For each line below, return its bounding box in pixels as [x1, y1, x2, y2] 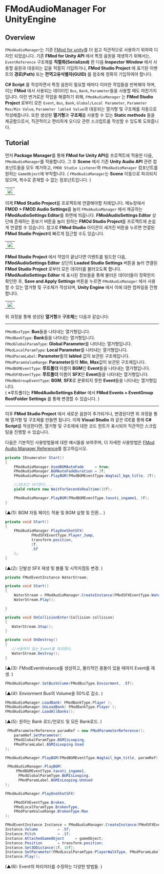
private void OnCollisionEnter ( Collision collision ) [5, 615, 115, 620]
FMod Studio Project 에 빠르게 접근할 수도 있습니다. [5, 231, 105, 236]
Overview [5, 33, 36, 42]
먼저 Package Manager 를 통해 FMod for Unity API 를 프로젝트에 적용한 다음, [5, 152, 153, 158]
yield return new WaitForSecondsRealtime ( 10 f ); [14, 487, 112, 492]
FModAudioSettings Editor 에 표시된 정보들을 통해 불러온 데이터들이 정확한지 [5, 272, 155, 278]
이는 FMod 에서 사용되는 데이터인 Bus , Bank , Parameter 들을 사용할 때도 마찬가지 [5, 88, 157, 93]
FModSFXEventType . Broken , [14, 800, 67, 805]
